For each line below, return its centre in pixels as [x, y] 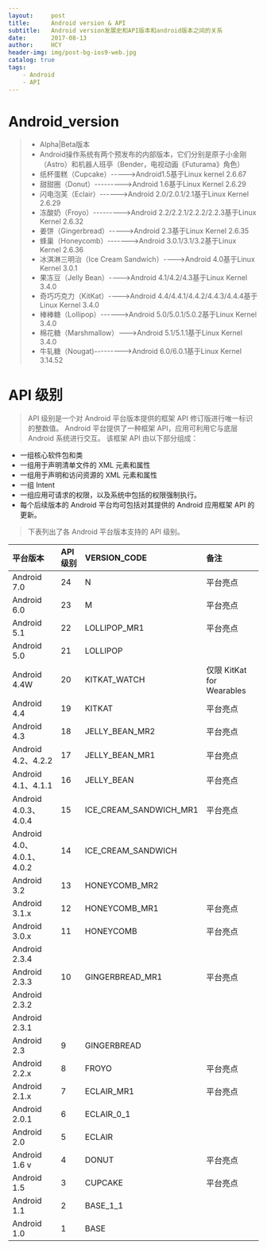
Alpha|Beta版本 [64, 145]
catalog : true [32, 60]
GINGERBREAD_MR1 [124, 977]
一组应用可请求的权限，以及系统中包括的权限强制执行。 [110, 495]
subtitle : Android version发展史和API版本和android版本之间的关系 [116, 30]
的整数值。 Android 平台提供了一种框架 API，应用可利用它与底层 [133, 428]
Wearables [226, 691]
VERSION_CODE [116, 558]
